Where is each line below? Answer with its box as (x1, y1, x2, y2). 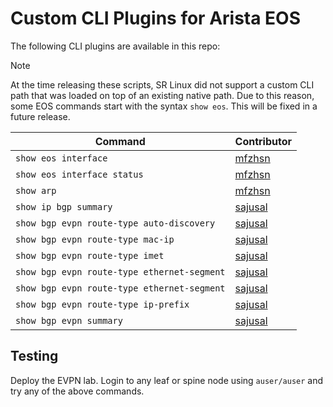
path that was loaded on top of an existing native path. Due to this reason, (10, 89, 315, 101)
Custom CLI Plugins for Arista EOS (10, 7, 302, 30)
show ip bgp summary (15, 201, 113, 212)
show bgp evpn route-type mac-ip (15, 233, 175, 245)
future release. (10, 110, 71, 122)
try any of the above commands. (10, 385, 145, 397)
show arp (15, 185, 57, 196)
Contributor (234, 134, 293, 148)
